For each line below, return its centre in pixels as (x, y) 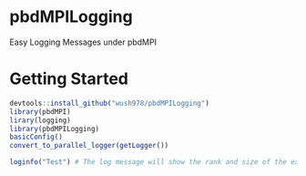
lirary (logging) (40, 120)
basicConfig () (36, 137)
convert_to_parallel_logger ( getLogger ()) (89, 146)
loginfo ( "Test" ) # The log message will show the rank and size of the (148, 162)
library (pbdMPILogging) (55, 129)
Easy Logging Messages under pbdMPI (83, 42)
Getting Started (69, 79)
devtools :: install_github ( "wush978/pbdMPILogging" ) (109, 103)
